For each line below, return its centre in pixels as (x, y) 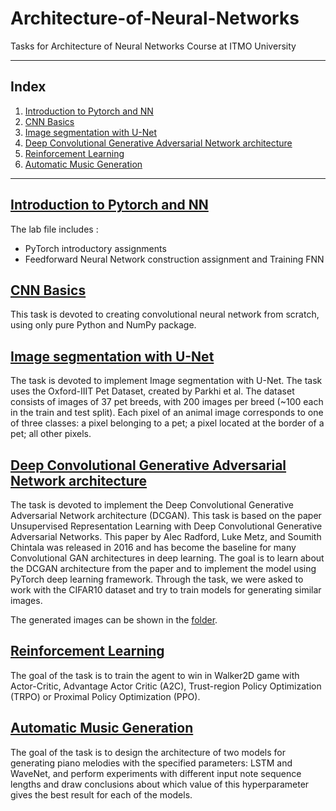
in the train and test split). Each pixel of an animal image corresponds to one (167, 413)
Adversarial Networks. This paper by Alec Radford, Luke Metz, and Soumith (166, 536)
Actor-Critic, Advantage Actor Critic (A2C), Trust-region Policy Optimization (166, 686)
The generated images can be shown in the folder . (114, 620)
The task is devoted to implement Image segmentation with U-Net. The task (166, 381)
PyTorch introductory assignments (95, 248)
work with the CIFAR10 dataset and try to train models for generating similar (166, 590)
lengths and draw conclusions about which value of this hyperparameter (160, 784)
